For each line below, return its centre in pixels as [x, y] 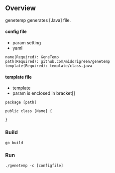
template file [19, 77]
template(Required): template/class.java [49, 66]
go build [14, 143]
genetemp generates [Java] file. [38, 20]
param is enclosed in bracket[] [44, 93]
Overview [21, 8]
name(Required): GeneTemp [32, 57]
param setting [27, 43]
